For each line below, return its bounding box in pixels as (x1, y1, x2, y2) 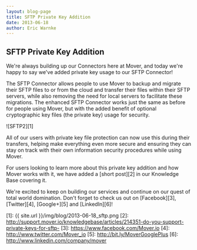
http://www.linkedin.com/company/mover (6, 237, 107, 244)
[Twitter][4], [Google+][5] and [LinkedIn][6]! (6, 201, 113, 208)
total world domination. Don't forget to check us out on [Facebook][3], (6, 195, 176, 202)
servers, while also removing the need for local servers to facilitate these (6, 92, 182, 100)
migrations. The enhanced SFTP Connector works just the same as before (6, 99, 186, 106)
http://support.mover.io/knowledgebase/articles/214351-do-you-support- (6, 218, 184, 225)
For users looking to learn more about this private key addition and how (6, 164, 179, 171)
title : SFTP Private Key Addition (6, 14, 91, 20)
